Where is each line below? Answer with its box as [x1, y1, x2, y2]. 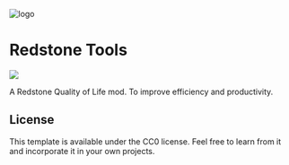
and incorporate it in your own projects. [9, 145, 155, 156]
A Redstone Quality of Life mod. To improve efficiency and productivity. [9, 86, 274, 97]
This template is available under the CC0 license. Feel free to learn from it [9, 135, 282, 147]
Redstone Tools [9, 40, 128, 60]
